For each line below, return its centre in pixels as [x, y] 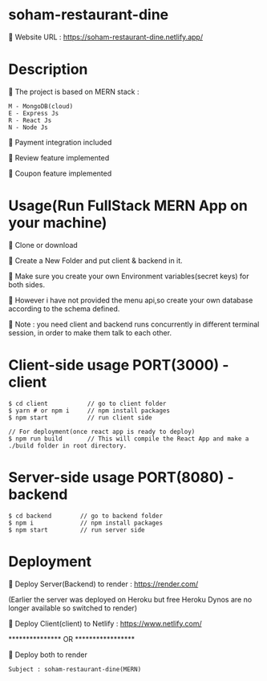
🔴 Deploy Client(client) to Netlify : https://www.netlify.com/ [105, 623]
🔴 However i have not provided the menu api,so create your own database [131, 300]
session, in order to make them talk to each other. [90, 332]
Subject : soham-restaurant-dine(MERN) [75, 669]
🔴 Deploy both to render [48, 655]
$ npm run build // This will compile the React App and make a [129, 439]
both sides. [27, 284]
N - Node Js [28, 127]
